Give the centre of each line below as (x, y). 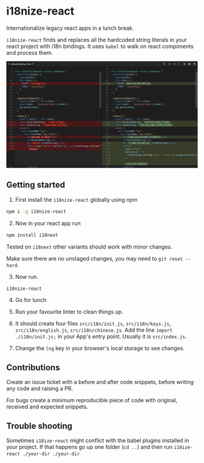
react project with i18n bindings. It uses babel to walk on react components (100, 46)
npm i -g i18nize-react (36, 211)
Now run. (26, 276)
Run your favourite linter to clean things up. (69, 312)
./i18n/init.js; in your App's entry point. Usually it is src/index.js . (101, 337)
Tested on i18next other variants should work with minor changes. (89, 247)
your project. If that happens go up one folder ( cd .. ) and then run (90, 447)
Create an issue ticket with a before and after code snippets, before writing (100, 382)
